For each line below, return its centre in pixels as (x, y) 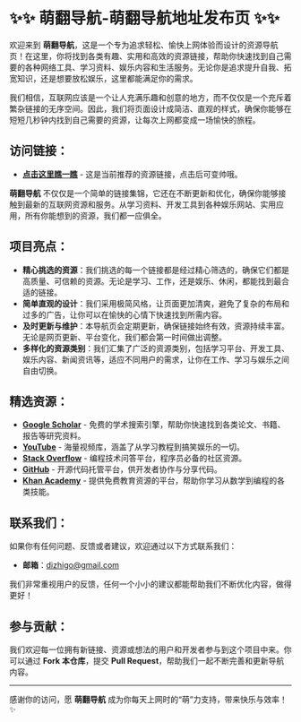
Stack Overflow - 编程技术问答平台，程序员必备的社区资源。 (134, 459)
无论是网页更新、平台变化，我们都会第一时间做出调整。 (124, 337)
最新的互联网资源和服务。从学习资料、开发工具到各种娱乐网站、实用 (150, 204)
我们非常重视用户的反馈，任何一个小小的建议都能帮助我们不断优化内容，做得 (150, 584)
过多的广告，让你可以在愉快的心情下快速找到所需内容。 (124, 314)
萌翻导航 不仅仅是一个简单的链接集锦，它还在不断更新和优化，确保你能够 (144, 193)
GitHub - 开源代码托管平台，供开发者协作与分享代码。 (122, 469)
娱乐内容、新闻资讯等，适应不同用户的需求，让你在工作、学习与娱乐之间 (155, 359)
